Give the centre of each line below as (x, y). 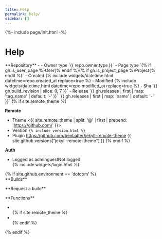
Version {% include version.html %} (49, 130)
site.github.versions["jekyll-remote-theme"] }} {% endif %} (71, 141)
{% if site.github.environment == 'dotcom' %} (51, 174)
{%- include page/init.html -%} (36, 32)
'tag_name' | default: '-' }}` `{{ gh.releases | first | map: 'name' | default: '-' (80, 96)
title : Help (17, 9)
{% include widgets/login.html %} (46, 165)
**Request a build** (26, 189)
